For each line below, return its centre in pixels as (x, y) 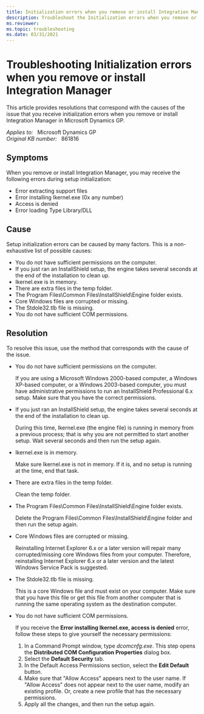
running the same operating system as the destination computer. (96, 604)
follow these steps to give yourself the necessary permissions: (93, 634)
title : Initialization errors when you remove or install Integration (97, 12)
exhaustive (20, 250)
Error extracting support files (51, 191)
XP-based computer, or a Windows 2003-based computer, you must (101, 384)
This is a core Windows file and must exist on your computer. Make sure (105, 591)
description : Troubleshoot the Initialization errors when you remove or (102, 18)
